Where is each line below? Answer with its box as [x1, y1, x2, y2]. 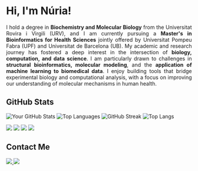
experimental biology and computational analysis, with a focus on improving [6, 74, 192, 81]
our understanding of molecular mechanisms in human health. [6, 80, 157, 87]
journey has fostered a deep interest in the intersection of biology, [6, 48, 192, 55]
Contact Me [6, 142, 50, 152]
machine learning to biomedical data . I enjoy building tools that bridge [6, 67, 192, 74]
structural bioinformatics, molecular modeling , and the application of [6, 61, 192, 68]
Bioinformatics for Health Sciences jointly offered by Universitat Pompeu [6, 36, 192, 43]
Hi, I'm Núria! [6, 4, 72, 18]
